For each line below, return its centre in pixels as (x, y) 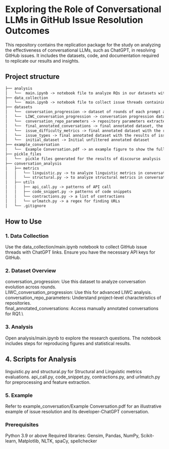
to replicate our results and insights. (42, 61)
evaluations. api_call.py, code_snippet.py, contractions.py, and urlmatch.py (83, 377)
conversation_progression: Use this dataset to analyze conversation (75, 282)
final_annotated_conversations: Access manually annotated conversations (82, 309)
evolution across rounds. (31, 287)
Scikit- (147, 436)
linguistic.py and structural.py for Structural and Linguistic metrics (74, 371)
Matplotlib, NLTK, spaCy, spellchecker (58, 441)
